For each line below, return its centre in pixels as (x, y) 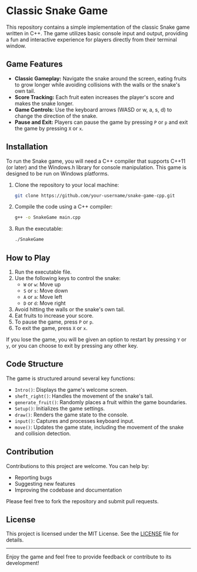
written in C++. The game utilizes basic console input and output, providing (97, 33)
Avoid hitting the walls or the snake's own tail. (69, 309)
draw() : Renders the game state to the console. (72, 415)
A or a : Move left (43, 297)
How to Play (28, 258)
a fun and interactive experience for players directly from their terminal (91, 39)
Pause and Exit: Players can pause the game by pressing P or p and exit (101, 122)
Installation (27, 147)
